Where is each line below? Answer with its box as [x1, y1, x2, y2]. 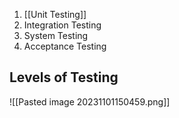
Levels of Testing [9, 69, 119, 86]
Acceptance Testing [23, 40, 107, 52]
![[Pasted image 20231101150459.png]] [9, 95, 171, 108]
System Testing [23, 30, 89, 41]
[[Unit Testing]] [23, 9, 87, 20]
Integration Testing [23, 19, 102, 31]
